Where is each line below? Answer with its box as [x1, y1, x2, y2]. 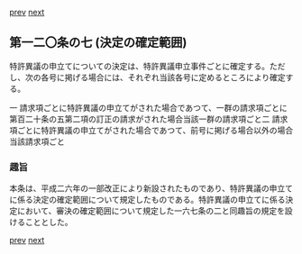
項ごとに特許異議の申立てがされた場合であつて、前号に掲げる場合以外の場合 [9, 124, 294, 135]
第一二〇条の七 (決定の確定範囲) [9, 35, 188, 50]
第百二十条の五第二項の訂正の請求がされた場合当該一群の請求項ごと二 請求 [9, 113, 288, 124]
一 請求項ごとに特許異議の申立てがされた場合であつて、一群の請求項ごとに [9, 102, 288, 113]
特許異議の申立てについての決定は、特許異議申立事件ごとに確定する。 [9, 60, 270, 71]
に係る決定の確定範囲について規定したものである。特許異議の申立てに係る [9, 195, 286, 205]
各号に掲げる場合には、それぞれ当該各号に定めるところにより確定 [40, 71, 286, 83]
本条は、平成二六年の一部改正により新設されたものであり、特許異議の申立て [9, 183, 294, 194]
